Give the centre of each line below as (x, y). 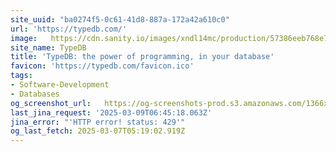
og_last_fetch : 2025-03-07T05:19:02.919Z (98, 131)
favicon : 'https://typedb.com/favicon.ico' (102, 66)
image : (24, 38)
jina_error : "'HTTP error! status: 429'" (98, 122)
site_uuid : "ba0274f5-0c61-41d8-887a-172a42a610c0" (120, 19)
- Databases (35, 94)
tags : (21, 76)
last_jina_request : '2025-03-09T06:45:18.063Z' (111, 112)
